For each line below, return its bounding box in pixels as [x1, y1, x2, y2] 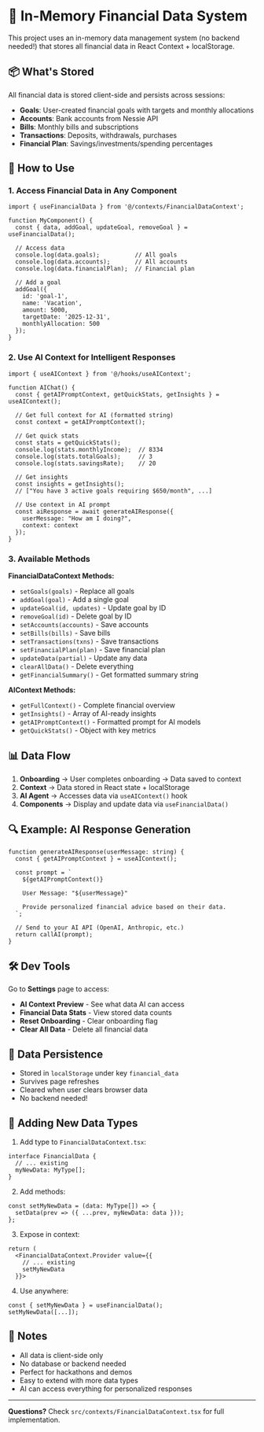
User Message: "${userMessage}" [22, 889, 128, 897]
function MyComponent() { [8, 216, 93, 225]
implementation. [8, 1415, 60, 1424]
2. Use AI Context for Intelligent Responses [8, 352, 176, 363]
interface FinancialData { [8, 1153, 97, 1161]
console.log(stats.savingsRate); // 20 [15, 459, 156, 467]
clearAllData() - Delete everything [19, 662, 134, 671]
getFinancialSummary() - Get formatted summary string [19, 670, 199, 680]
